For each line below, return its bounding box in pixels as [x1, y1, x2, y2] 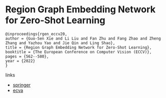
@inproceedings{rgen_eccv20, [5, 31, 67, 36]
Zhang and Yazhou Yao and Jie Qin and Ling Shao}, [5, 40, 115, 46]
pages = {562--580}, [5, 54, 50, 59]
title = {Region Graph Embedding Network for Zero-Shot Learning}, [5, 45, 152, 50]
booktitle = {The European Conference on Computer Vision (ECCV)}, [5, 49, 152, 54]
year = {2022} [5, 58, 36, 64]
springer [12, 82, 31, 88]
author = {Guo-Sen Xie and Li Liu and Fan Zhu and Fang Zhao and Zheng [5, 36, 161, 41]
